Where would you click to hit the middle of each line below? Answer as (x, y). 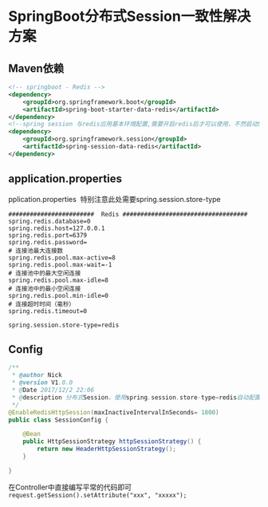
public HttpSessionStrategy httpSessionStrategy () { (112, 442)
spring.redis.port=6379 (48, 235)
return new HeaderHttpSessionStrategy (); (107, 449)
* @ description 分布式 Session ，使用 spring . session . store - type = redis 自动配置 (136, 397)
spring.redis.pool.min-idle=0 (59, 295)
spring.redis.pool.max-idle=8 (59, 280)
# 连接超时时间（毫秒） (42, 304)
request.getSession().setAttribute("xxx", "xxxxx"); (98, 495)
